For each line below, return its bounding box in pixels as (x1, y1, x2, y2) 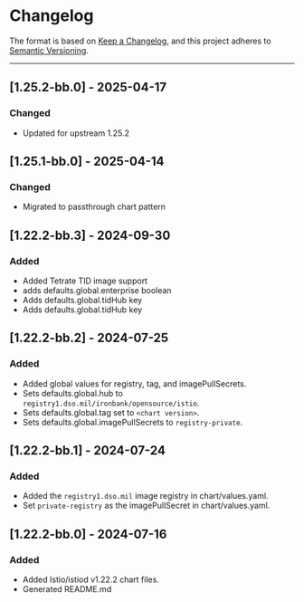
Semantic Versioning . (9, 44, 89, 55)
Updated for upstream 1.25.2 (22, 128, 129, 139)
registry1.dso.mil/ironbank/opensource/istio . (22, 397, 200, 408)
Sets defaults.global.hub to (22, 387, 124, 398)
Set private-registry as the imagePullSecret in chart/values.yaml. (22, 500, 271, 511)
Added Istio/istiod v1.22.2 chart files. (22, 574, 160, 585)
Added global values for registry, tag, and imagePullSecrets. (22, 377, 247, 389)
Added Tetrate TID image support (22, 275, 147, 286)
